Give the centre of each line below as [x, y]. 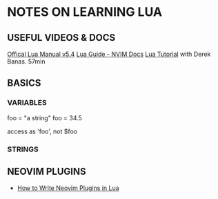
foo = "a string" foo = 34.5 [45, 117]
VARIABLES [27, 103]
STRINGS [23, 149]
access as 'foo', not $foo [42, 131]
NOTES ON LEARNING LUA [85, 12]
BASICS [24, 83]
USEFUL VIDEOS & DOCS [61, 38]
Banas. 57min [26, 61]
